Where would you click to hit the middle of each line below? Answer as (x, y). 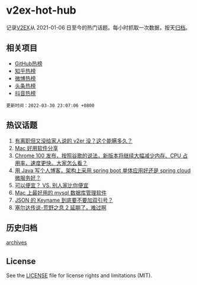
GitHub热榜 (28, 64)
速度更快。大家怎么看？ (59, 163)
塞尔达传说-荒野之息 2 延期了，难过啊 (60, 207)
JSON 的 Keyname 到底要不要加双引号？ (64, 200)
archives (17, 243)
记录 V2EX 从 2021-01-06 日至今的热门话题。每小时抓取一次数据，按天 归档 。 (98, 27)
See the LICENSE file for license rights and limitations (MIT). (79, 275)
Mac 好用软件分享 (36, 148)
